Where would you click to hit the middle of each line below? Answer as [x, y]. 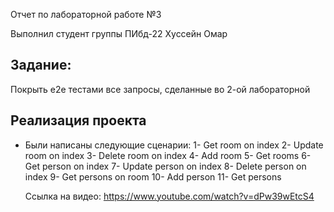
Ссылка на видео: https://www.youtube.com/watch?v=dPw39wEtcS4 [169, 196]
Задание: [41, 65]
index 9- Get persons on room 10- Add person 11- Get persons [153, 176]
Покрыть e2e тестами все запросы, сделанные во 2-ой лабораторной [160, 89]
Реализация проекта [78, 120]
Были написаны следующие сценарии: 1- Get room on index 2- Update [174, 145]
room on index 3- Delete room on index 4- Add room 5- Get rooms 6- [168, 155]
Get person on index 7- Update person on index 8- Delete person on [165, 166]
